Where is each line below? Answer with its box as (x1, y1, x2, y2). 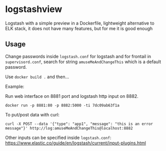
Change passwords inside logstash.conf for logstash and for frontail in (5, 53, 151, 59)
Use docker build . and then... (5, 74, 69, 80)
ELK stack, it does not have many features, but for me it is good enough (5, 25, 153, 31)
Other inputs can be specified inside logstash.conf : (5, 134, 111, 140)
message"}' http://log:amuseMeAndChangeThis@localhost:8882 (5, 125, 133, 131)
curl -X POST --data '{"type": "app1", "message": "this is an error (5, 121, 153, 126)
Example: (5, 83, 24, 89)
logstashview (5, 4, 62, 15)
